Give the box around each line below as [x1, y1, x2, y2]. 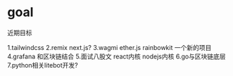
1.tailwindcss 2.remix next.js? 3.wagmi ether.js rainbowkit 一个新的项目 [7, 43, 212, 51]
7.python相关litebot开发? [7, 61, 79, 69]
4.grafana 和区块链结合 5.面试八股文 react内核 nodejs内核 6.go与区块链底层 [7, 52, 227, 61]
